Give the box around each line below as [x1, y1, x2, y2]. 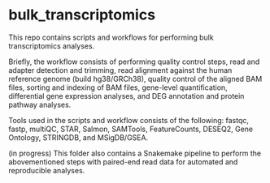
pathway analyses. [8, 100, 72, 109]
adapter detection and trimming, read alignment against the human [8, 65, 233, 74]
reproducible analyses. [8, 165, 85, 175]
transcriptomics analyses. [8, 40, 95, 50]
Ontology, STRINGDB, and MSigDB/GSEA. [8, 132, 149, 143]
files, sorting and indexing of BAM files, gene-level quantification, [8, 83, 228, 92]
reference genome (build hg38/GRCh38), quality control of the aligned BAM [8, 74, 263, 83]
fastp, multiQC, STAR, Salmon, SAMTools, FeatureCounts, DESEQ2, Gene [8, 124, 254, 134]
